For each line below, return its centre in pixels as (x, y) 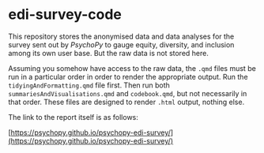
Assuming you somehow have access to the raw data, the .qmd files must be (132, 68)
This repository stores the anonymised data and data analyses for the (121, 36)
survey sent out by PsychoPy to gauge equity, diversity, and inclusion (121, 44)
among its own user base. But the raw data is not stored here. (109, 53)
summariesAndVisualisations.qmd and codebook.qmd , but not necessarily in (128, 93)
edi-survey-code (65, 15)
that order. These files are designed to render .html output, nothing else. (126, 102)
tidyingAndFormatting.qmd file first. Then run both (89, 85)
